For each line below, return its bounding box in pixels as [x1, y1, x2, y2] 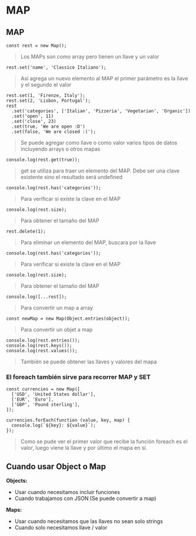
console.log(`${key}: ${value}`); [11, 423, 96, 428]
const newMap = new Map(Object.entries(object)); [6, 316, 131, 321]
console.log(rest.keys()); [6, 343, 72, 349]
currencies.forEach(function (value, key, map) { [6, 417, 131, 423]
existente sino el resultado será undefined [20, 174, 122, 180]
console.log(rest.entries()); [6, 337, 81, 343]
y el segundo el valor [20, 81, 72, 88]
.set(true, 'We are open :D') [11, 124, 85, 129]
